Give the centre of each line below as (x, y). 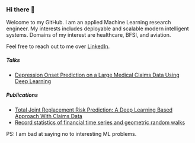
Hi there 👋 (21, 9)
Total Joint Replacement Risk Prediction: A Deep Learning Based (94, 110)
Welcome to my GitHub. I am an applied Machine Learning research (89, 23)
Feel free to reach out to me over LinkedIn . (58, 46)
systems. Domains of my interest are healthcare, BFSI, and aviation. (89, 35)
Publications (22, 95)
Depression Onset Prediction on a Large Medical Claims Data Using (97, 75)
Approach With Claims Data (49, 116)
